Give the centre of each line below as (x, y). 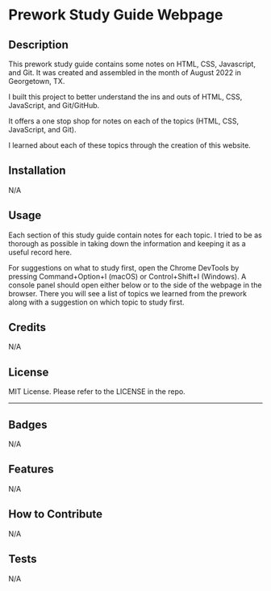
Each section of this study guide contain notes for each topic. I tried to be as (135, 235)
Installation (37, 171)
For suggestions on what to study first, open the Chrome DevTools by (124, 267)
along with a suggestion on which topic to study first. (96, 302)
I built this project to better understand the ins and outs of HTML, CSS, (125, 97)
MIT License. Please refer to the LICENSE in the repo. (97, 392)
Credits (27, 327)
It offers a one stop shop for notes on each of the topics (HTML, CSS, (124, 121)
